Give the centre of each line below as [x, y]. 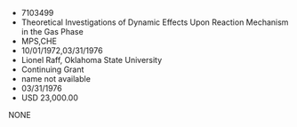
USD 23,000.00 [50, 98]
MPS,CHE [39, 41]
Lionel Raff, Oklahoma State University [92, 60]
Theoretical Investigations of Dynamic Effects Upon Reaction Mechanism [155, 22]
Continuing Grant [52, 69]
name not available [56, 79]
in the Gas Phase [52, 32]
